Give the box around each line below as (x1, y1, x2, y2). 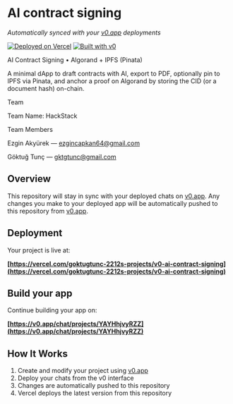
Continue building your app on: (7, 306, 97, 314)
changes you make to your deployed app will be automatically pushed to (7, 199, 218, 207)
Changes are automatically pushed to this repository (17, 381, 170, 390)
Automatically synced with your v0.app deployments (7, 28, 161, 37)
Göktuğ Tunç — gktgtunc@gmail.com (7, 152, 116, 161)
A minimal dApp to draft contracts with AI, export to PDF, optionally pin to (7, 69, 220, 78)
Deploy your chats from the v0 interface (17, 374, 134, 382)
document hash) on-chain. (7, 84, 85, 92)
